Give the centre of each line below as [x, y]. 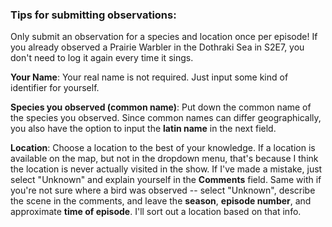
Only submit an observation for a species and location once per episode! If [164, 37]
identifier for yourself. [55, 88]
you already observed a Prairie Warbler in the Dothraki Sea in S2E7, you [157, 47]
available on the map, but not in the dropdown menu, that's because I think [164, 159]
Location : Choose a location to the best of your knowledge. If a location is [163, 148]
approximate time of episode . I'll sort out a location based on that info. [156, 212]
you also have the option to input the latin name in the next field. [143, 129]
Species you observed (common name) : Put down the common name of [161, 107]
